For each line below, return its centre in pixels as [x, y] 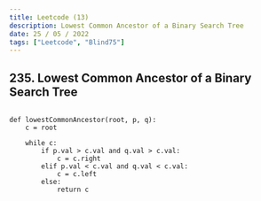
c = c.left [77, 174]
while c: [41, 143]
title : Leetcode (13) [49, 17]
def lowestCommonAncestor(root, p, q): [83, 120]
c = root [41, 128]
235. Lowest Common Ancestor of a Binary [130, 77]
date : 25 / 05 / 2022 [49, 34]
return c [73, 190]
